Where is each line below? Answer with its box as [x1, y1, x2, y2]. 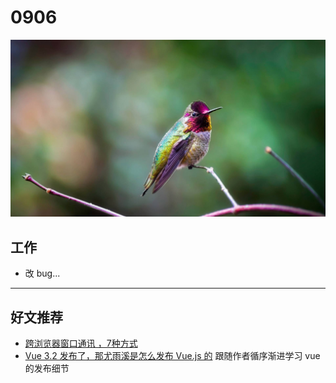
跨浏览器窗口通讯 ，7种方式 [24, 337, 138, 350]
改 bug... [24, 267, 61, 280]
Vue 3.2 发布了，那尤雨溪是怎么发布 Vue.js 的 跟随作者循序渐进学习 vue [24, 350, 321, 362]
